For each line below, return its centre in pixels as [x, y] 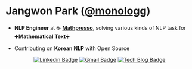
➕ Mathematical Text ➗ [42, 36]
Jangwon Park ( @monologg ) [78, 11]
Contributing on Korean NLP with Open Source [72, 48]
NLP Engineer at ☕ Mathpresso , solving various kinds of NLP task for [100, 27]
